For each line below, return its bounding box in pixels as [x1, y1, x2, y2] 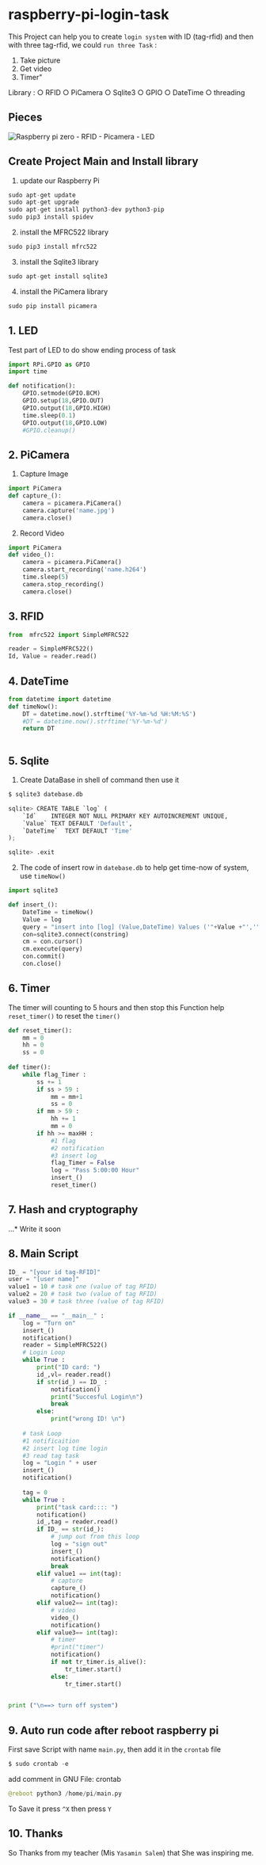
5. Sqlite [8, 754, 50, 768]
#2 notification [50, 1144, 104, 1152]
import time [8, 368, 47, 376]
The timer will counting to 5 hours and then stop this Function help [8, 1002, 225, 1012]
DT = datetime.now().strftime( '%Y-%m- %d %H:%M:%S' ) [22, 710, 196, 718]
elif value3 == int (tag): [36, 1628, 119, 1637]
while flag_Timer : [22, 1070, 87, 1078]
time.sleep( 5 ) [22, 573, 69, 582]
